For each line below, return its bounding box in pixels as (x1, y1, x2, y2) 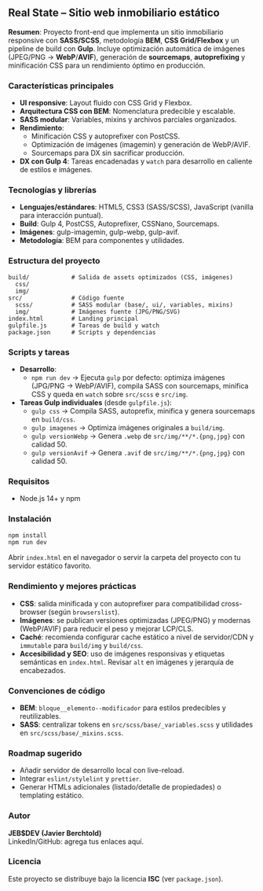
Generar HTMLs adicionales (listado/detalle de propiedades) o (19, 782, 221, 792)
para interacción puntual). (19, 211, 104, 220)
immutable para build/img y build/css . (19, 640, 144, 650)
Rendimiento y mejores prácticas (8, 581, 137, 592)
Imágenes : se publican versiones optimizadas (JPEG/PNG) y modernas (19, 615, 251, 624)
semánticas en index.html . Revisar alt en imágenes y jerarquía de (19, 657, 234, 667)
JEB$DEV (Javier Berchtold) (8, 828, 102, 838)
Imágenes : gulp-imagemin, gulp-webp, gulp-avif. (19, 227, 180, 237)
